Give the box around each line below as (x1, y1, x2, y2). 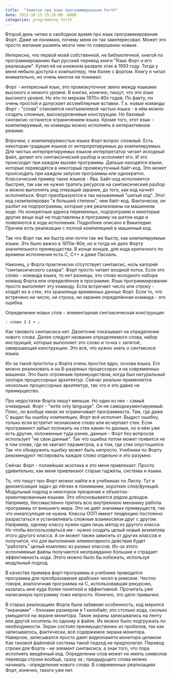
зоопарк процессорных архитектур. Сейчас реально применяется (5, 377, 152, 383)
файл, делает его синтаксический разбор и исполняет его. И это (5, 154, 148, 160)
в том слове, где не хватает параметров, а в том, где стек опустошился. (5, 441, 165, 448)
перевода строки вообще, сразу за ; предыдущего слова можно (5, 656, 147, 663)
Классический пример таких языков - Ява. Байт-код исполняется (5, 176, 150, 182)
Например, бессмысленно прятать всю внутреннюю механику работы (5, 499, 162, 506)
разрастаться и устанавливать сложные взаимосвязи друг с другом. (5, 516, 158, 522)
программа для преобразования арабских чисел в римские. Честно (5, 575, 156, 581)
